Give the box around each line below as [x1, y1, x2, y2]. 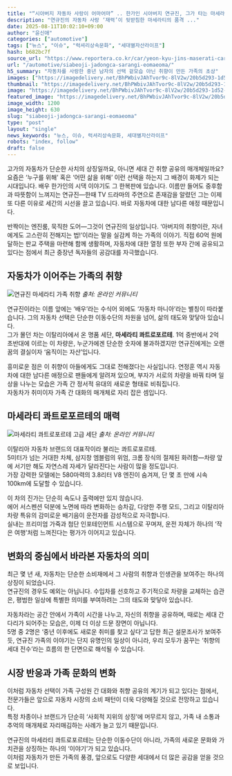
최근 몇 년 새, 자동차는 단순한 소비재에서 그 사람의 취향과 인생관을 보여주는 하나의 [7, 570, 224, 578]
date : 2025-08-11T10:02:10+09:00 [7, 23, 104, 30]
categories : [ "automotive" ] [7, 36, 88, 43]
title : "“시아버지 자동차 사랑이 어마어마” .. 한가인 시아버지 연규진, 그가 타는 [7, 10, 208, 17]
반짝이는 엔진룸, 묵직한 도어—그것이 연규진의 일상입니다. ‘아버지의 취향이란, [7, 222, 211, 230]
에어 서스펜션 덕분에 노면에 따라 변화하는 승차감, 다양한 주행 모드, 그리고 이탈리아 [7, 502, 224, 510]
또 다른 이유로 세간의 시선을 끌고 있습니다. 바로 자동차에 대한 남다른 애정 [7, 199, 200, 207]
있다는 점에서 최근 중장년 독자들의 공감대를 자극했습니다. [7, 248, 159, 256]
